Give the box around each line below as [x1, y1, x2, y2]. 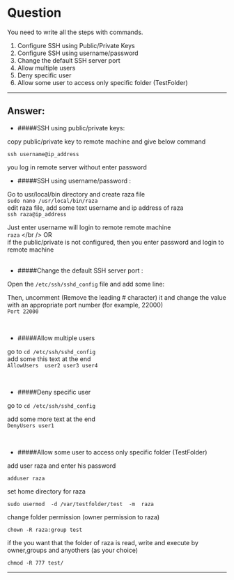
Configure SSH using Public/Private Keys [17, 41, 135, 49]
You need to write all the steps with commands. [7, 28, 143, 36]
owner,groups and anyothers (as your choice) [7, 546, 138, 554]
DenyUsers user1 [7, 422, 54, 429]
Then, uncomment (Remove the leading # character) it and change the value [7, 293, 226, 301]
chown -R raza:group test [7, 526, 82, 533]
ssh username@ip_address [7, 151, 79, 158]
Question [7, 5, 61, 21]
